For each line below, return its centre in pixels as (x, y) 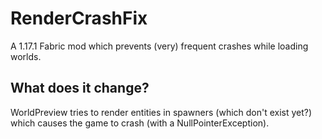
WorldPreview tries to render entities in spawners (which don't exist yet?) (161, 112)
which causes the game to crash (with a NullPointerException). (140, 123)
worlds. (26, 56)
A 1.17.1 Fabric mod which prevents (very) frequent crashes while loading (159, 46)
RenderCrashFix (79, 18)
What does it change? (80, 88)
